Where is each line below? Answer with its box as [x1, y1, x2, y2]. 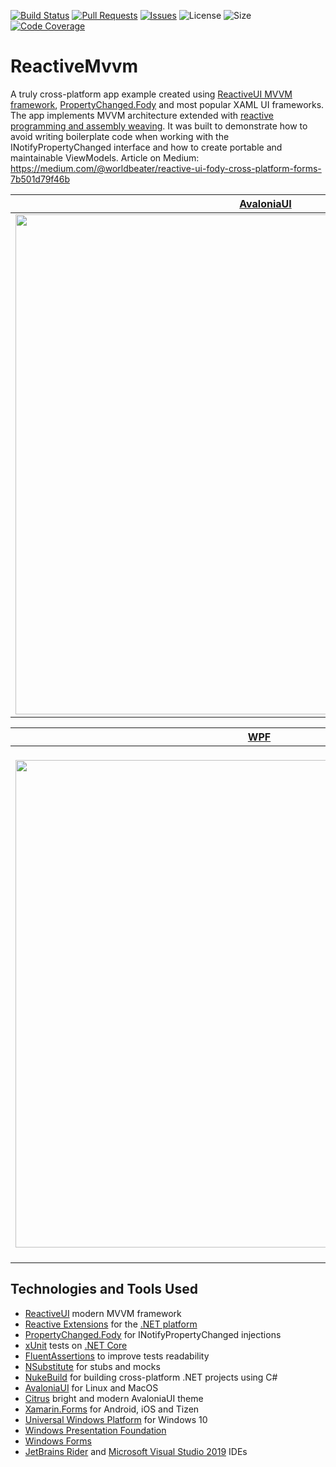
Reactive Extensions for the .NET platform [24, 1318, 198, 1330]
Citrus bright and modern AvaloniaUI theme [24, 1392, 204, 1404]
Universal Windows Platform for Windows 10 [24, 1413, 208, 1425]
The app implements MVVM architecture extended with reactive [10, 109, 274, 121]
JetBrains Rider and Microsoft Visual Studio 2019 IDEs [24, 1445, 248, 1457]
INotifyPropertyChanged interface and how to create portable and [10, 141, 283, 153]
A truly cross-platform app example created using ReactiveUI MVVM [10, 88, 293, 100]
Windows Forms [24, 1435, 92, 1447]
